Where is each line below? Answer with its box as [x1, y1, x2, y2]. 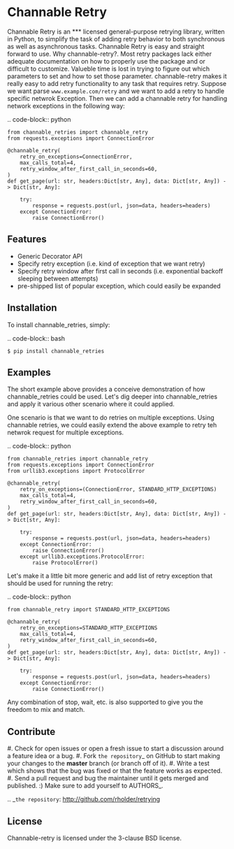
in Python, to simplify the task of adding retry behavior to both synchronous [7, 34, 226, 43]
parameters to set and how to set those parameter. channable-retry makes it [7, 71, 227, 80]
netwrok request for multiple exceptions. [7, 428, 124, 437]
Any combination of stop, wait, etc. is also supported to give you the [7, 698, 204, 706]
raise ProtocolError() [32, 559, 98, 566]
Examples [7, 366, 51, 378]
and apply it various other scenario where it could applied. [7, 400, 175, 408]
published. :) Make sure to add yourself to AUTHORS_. [7, 781, 163, 790]
